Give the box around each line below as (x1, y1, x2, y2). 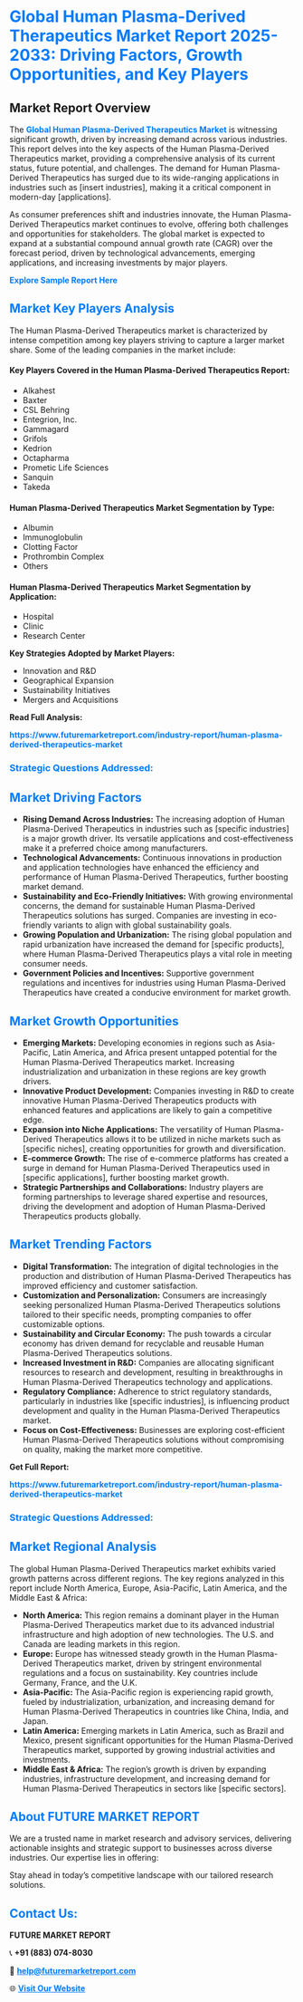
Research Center (22, 630, 86, 641)
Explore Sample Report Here (9, 274, 118, 285)
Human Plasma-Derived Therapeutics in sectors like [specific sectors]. (22, 1783, 287, 1794)
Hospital (22, 611, 54, 622)
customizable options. (22, 1318, 106, 1329)
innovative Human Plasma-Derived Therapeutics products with (22, 1094, 257, 1106)
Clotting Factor (22, 542, 79, 553)
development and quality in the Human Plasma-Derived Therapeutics (22, 1405, 280, 1416)
